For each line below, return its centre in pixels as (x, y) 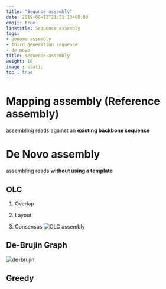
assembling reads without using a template (60, 171)
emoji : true (21, 23)
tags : (13, 34)
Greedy (20, 278)
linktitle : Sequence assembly (43, 28)
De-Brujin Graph (37, 245)
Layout (23, 215)
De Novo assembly (53, 154)
